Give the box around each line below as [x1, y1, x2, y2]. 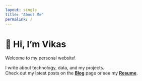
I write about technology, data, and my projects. [5, 65, 105, 71]
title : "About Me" [5, 12, 44, 17]
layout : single [5, 7, 37, 13]
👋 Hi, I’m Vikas [5, 38, 66, 50]
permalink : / [5, 17, 33, 22]
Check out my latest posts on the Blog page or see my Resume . [5, 70, 138, 76]
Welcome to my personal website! [5, 55, 76, 61]
